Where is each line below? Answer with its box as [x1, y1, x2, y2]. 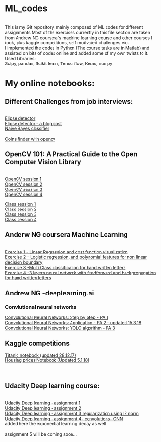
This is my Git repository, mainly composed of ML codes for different [5, 24, 143, 30]
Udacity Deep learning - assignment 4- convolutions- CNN [5, 416, 123, 421]
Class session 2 [5, 206, 37, 212]
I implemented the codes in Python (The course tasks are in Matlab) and [5, 45, 150, 51]
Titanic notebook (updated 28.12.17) [5, 352, 76, 358]
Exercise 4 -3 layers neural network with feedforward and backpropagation [5, 270, 156, 275]
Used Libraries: [5, 55, 36, 61]
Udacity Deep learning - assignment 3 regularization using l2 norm [5, 410, 139, 416]
